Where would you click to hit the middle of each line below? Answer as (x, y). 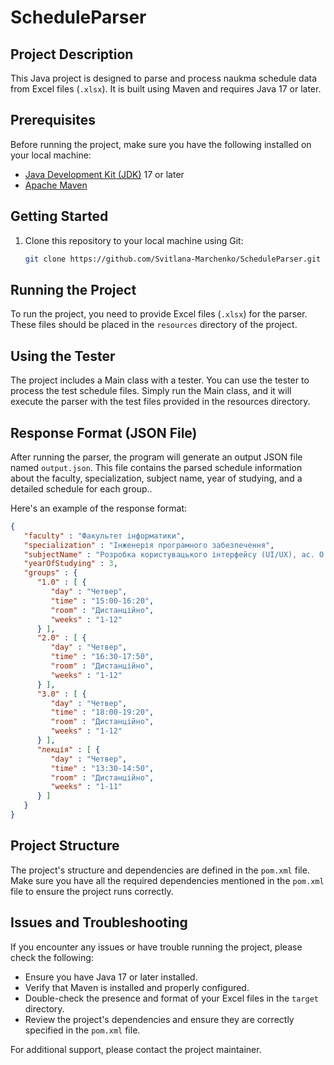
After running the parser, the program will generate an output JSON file (156, 457)
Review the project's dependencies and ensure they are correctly (159, 1019)
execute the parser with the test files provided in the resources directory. (160, 402)
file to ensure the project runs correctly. (92, 891)
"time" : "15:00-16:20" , (102, 601)
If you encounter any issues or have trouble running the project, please (156, 947)
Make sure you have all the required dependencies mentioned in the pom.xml (167, 880)
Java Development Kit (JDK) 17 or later (104, 174)
